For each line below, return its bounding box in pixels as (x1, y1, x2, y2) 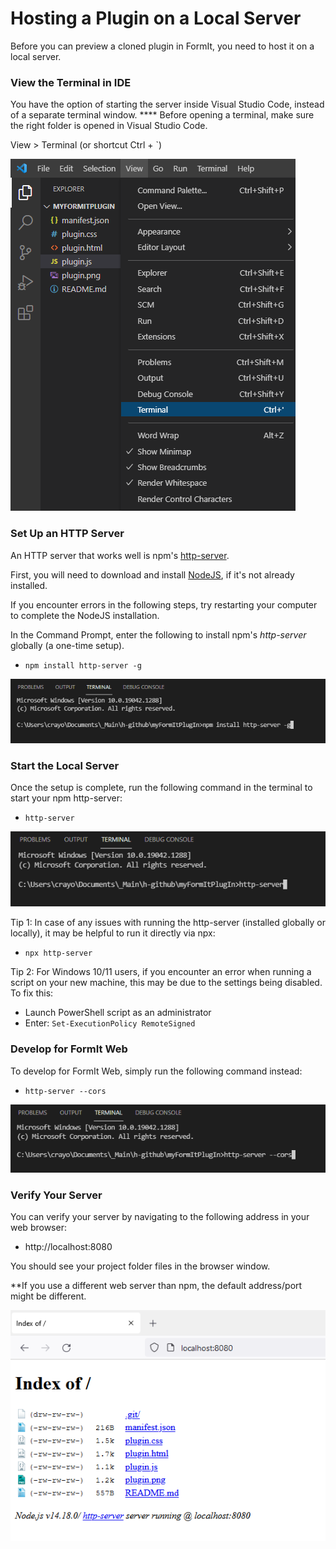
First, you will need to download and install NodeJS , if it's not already (10, 568, 295, 581)
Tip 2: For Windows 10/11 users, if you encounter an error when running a (10, 966, 312, 978)
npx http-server (24, 948, 93, 959)
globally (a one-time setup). (10, 639, 125, 651)
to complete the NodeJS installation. (10, 609, 160, 621)
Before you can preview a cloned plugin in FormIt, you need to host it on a (10, 40, 315, 52)
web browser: (10, 1222, 67, 1234)
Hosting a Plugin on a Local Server (10, 7, 302, 30)
